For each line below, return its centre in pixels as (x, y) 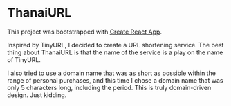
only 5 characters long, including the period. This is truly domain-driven (109, 87)
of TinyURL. (24, 59)
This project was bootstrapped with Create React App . (85, 32)
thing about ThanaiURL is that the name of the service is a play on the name (115, 52)
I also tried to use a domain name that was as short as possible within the (112, 73)
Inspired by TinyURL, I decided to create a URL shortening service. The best (115, 45)
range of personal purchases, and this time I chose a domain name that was (115, 80)
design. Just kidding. (37, 95)
